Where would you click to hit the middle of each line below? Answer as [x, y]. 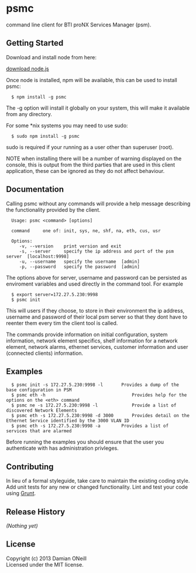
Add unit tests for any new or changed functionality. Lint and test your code [97, 487]
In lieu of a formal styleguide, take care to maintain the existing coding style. [98, 481]
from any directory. [29, 114]
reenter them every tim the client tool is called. [62, 323]
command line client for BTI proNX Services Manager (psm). [79, 25]
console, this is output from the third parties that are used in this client [91, 165]
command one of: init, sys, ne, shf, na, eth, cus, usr [86, 230]
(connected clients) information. [45, 353]
